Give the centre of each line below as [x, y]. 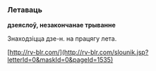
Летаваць [25, 10]
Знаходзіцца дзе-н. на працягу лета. [62, 39]
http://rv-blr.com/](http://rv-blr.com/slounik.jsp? [79, 52]
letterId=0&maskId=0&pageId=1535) [60, 60]
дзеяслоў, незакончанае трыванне [62, 25]
